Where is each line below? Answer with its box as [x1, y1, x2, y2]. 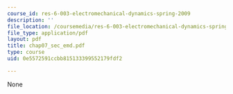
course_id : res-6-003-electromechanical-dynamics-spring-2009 [7, 10, 191, 17]
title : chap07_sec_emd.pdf [7, 42, 85, 49]
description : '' [7, 17, 54, 23]
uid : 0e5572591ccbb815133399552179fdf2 [7, 55, 123, 62]
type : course [7, 49, 45, 56]
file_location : [7, 23, 51, 30]
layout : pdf [7, 36, 42, 43]
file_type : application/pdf [7, 29, 89, 37]
